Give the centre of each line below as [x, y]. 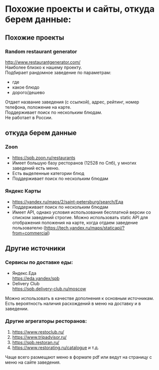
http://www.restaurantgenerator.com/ [43, 62]
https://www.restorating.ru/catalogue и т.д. [56, 347]
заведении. [17, 308]
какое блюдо [26, 87]
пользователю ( [29, 228]
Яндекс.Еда [24, 273]
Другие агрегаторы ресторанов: [46, 321]
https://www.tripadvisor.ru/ [39, 337]
